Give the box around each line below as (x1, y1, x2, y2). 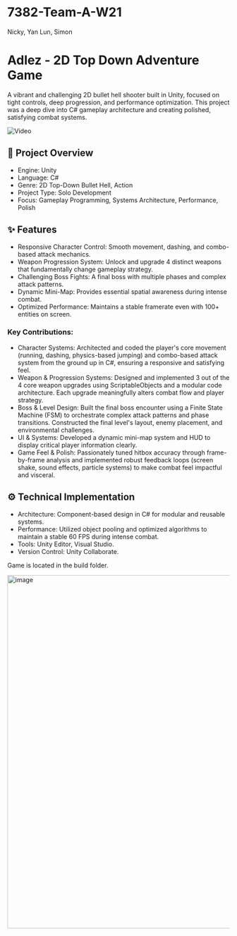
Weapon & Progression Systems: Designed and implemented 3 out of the (17, 373, 230, 381)
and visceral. (17, 470, 55, 479)
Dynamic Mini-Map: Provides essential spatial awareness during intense (17, 287, 227, 296)
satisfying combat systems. (7, 113, 87, 121)
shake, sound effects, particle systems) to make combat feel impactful (17, 463, 222, 472)
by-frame (17, 455, 45, 464)
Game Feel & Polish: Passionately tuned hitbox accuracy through (17, 448, 206, 457)
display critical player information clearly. (17, 441, 138, 449)
